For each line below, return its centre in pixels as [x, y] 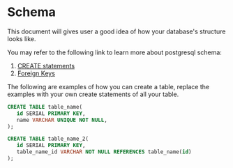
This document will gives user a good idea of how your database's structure [116, 31]
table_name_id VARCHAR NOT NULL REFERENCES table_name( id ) [104, 152]
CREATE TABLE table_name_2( [48, 139]
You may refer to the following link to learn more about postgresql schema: [114, 52]
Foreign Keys [36, 73]
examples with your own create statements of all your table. [93, 94]
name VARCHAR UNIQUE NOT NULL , [62, 120]
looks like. [22, 38]
